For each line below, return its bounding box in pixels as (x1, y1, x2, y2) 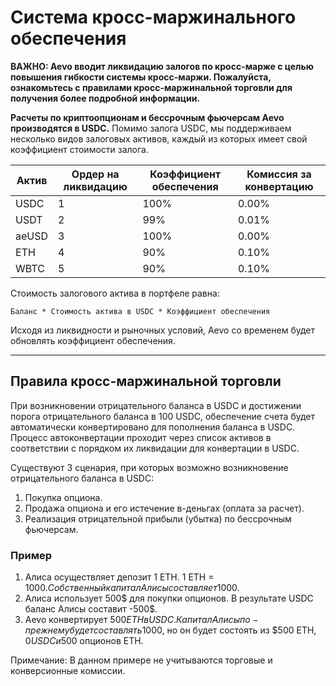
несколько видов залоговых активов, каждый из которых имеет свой (10, 132, 308, 145)
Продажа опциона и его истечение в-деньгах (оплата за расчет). (24, 502, 305, 514)
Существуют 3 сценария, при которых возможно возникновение (10, 461, 289, 473)
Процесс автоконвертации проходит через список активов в (10, 431, 272, 443)
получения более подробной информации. (10, 92, 201, 104)
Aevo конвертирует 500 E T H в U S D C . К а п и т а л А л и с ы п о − (24, 614, 259, 626)
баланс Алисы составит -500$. (24, 603, 158, 615)
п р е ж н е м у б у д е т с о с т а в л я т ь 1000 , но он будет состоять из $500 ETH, (24, 624, 317, 636)
